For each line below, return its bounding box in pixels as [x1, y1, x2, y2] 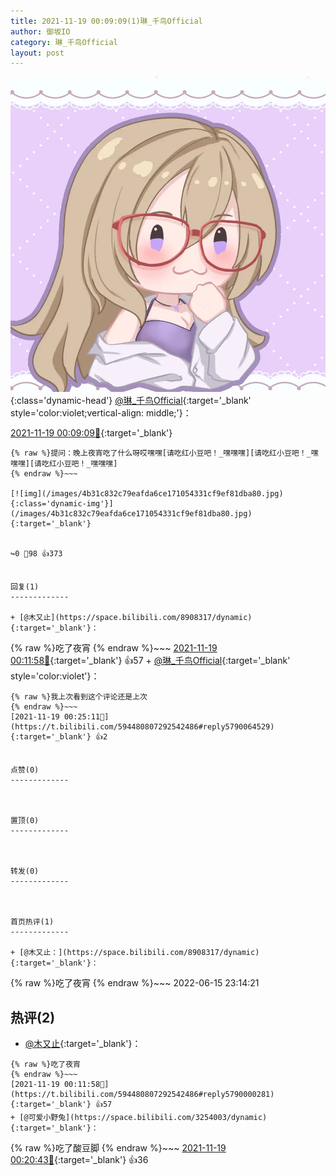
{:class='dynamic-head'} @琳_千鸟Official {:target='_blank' [10, 395, 252, 407]
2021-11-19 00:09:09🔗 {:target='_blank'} [10, 427, 173, 439]
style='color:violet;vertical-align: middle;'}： [10, 407, 192, 419]
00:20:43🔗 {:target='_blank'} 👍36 [10, 1154, 149, 1166]
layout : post [10, 48, 65, 58]
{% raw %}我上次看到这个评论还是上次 [10, 692, 148, 702]
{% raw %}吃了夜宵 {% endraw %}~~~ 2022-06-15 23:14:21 [10, 977, 260, 989]
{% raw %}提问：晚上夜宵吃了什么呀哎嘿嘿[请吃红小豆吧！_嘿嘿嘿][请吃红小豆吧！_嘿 [10, 448, 319, 459]
